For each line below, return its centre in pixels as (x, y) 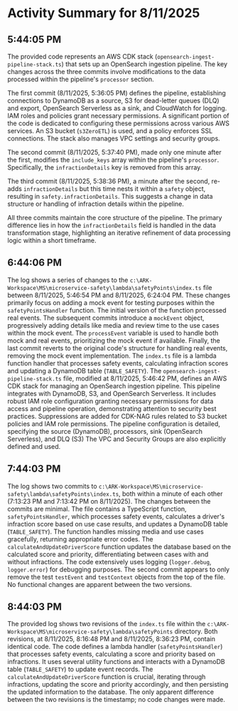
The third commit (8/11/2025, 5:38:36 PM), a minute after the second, (109, 181)
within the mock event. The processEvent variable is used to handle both (113, 333)
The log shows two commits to (52, 486)
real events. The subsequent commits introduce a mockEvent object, (106, 318)
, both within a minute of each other (171, 494)
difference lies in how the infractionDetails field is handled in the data (112, 225)
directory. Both (196, 631)
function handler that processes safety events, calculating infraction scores (118, 363)
